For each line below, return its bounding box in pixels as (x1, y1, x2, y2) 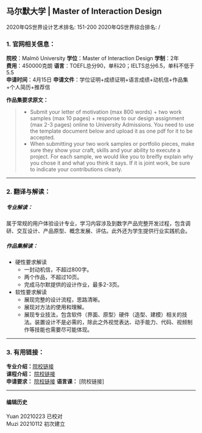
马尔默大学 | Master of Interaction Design (6, 6, 162, 17)
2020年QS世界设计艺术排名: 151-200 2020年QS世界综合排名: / (6, 23, 161, 31)
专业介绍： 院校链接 (6, 363, 54, 370)
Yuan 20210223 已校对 (6, 413, 63, 420)
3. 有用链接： (6, 348, 44, 356)
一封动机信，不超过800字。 (23, 265, 92, 273)
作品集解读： (6, 242, 38, 249)
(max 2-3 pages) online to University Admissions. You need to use (29, 121, 194, 129)
